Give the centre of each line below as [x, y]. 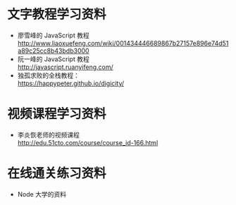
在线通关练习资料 [57, 174]
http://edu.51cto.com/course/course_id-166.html [88, 142]
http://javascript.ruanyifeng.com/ [66, 67]
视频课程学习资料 [57, 114]
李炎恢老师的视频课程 [48, 135]
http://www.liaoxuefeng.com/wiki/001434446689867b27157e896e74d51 [123, 43]
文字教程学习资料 [57, 14]
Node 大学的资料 [42, 194]
